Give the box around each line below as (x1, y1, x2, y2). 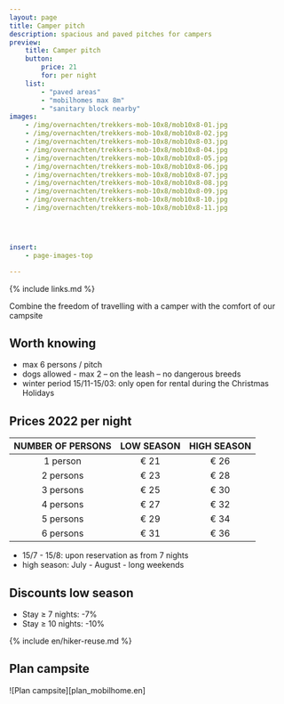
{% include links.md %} (9, 283, 96, 294)
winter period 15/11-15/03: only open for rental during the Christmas (21, 378, 269, 389)
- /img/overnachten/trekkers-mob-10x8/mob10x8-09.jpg (25, 187, 228, 196)
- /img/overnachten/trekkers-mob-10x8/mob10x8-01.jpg (25, 121, 228, 130)
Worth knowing (9, 336, 97, 351)
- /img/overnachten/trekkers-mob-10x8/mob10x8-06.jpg (25, 162, 228, 171)
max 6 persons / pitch (21, 360, 103, 370)
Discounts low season (9, 585, 134, 601)
